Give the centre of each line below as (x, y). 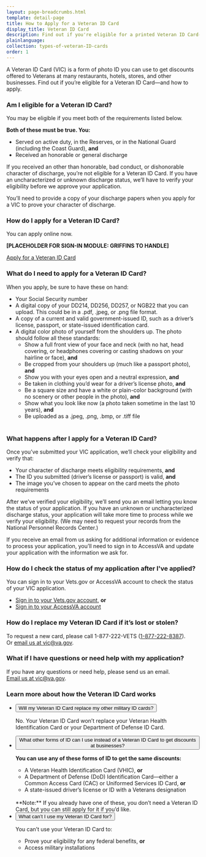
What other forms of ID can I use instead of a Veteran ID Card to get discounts (108, 740)
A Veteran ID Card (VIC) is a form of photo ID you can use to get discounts (100, 69)
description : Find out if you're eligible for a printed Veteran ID (96, 35)
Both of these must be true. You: (48, 130)
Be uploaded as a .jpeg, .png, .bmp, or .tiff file (82, 416)
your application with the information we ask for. (67, 552)
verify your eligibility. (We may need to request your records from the (93, 521)
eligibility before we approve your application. (64, 186)
